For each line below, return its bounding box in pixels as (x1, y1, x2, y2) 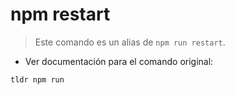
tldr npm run (10, 74, 65, 85)
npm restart (10, 3, 111, 26)
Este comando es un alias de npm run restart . (34, 36, 226, 48)
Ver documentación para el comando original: (24, 55, 214, 67)
